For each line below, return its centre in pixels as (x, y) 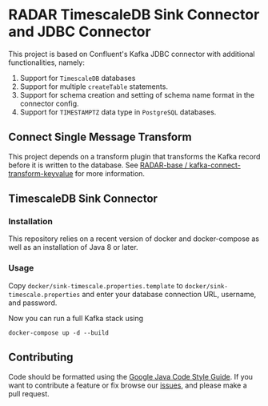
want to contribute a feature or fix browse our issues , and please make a (128, 385)
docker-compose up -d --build (59, 333)
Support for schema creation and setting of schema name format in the (137, 94)
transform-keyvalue (41, 173)
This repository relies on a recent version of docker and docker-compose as (134, 239)
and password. (33, 303)
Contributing (41, 358)
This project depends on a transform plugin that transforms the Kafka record (134, 156)
